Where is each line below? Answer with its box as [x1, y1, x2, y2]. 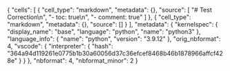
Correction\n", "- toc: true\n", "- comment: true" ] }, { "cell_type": [7, 13, 191, 21]
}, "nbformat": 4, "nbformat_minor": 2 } [27, 57, 138, 64]
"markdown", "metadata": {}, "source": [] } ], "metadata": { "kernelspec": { [7, 20, 218, 28]
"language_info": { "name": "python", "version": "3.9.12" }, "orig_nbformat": [7, 35, 221, 43]
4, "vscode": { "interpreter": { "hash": [7, 42, 113, 50]
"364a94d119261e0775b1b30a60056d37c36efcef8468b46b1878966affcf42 [7, 49, 223, 57]
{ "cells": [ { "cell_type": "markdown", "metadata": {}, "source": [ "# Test [7, 6, 212, 14]
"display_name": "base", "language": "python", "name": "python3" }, [7, 27, 201, 35]
